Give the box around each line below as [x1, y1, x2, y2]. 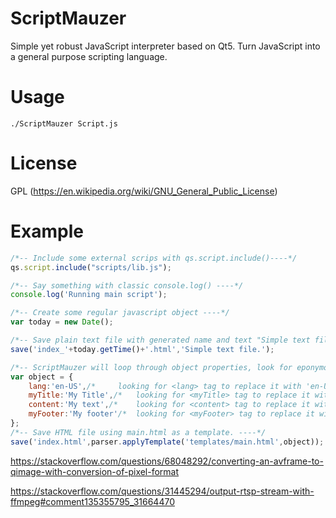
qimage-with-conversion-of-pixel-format [10, 465, 180, 477]
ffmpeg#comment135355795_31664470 [10, 495, 175, 507]
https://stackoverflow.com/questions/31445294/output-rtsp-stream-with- [10, 485, 315, 497]
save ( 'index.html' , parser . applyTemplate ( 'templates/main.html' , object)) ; [10, 437, 325, 447]
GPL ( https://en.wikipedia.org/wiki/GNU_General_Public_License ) [10, 185, 278, 197]
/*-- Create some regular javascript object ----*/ [10, 308, 230, 318]
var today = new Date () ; [10, 317, 114, 327]
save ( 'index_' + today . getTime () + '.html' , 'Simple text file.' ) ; [10, 344, 275, 354]
